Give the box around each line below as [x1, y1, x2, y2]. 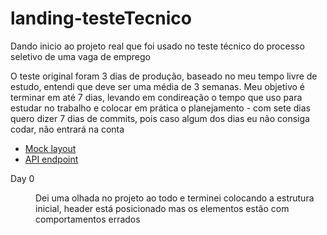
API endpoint [24, 153, 79, 165]
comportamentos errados [35, 213, 141, 225]
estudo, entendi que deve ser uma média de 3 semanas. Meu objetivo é [10, 80, 305, 92]
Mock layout [24, 142, 77, 154]
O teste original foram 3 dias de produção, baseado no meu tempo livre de [10, 70, 318, 82]
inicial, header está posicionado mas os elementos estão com [35, 202, 290, 214]
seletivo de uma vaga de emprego [10, 50, 151, 62]
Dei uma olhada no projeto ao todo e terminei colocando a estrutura [35, 192, 315, 204]
